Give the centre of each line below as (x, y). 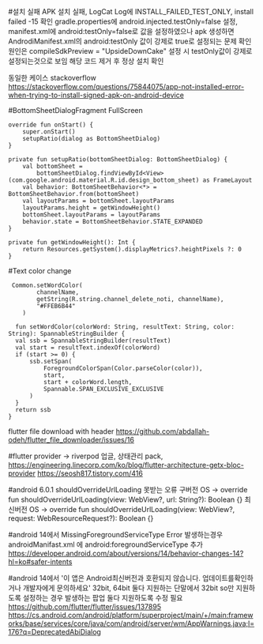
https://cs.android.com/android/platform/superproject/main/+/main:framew (131, 615)
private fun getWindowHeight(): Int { (72, 243)
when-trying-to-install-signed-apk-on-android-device (96, 95)
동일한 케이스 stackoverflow (52, 78)
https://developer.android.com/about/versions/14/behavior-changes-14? (126, 553)
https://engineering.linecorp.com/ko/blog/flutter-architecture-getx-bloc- (126, 465)
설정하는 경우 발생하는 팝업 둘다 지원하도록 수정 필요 (103, 598)
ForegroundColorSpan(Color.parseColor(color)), (123, 368)
